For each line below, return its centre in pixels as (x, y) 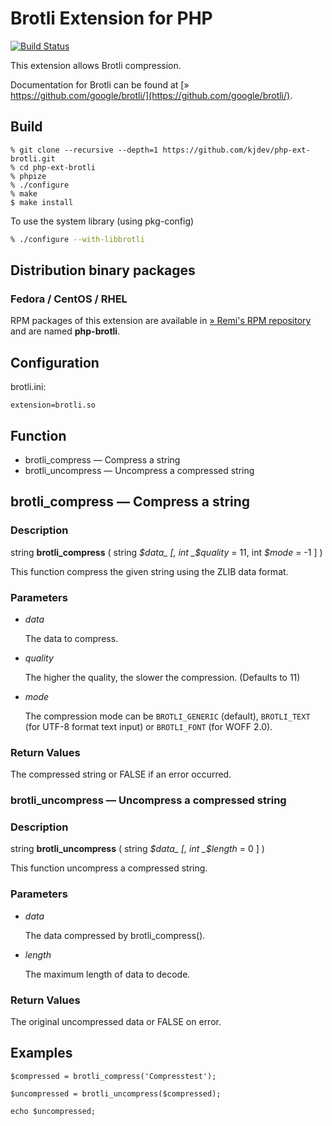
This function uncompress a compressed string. (109, 868)
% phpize (28, 176)
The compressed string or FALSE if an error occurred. (121, 774)
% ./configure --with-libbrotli (77, 239)
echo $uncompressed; (53, 1111)
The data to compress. (71, 638)
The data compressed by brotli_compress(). (115, 935)
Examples (41, 1053)
